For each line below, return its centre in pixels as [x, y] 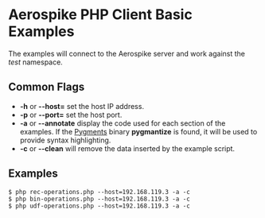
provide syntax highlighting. [65, 140]
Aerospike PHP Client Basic [100, 15]
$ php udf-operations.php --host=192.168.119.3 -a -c [99, 206]
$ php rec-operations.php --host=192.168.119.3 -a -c [99, 192]
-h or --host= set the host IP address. [82, 106]
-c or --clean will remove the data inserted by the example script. [127, 148]
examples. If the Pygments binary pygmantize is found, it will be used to [138, 131]
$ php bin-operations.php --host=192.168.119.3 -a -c [99, 199]
